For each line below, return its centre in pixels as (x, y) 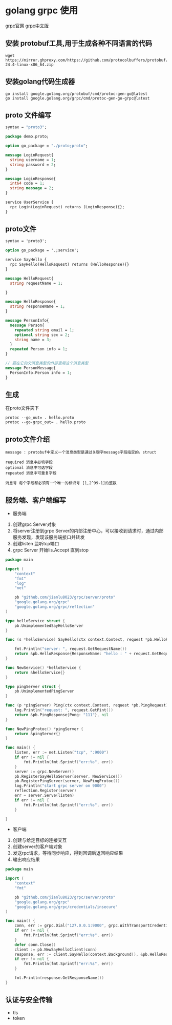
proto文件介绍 (28, 439)
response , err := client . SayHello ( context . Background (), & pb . (82, 954)
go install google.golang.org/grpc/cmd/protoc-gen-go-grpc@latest (78, 98)
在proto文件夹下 (22, 408)
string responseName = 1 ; (38, 307)
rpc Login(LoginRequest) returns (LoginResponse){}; (67, 207)
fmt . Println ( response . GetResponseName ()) (59, 978)
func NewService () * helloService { (43, 667)
